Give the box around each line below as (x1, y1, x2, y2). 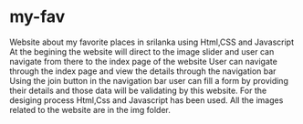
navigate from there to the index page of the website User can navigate (9, 56, 278, 67)
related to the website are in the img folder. (9, 104, 172, 115)
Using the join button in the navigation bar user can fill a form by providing (9, 75, 289, 86)
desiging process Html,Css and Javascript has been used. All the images (9, 94, 284, 106)
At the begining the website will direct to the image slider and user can (9, 46, 275, 57)
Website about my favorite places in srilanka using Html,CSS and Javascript (9, 36, 295, 47)
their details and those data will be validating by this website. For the (9, 85, 267, 96)
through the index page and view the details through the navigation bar (9, 66, 277, 77)
